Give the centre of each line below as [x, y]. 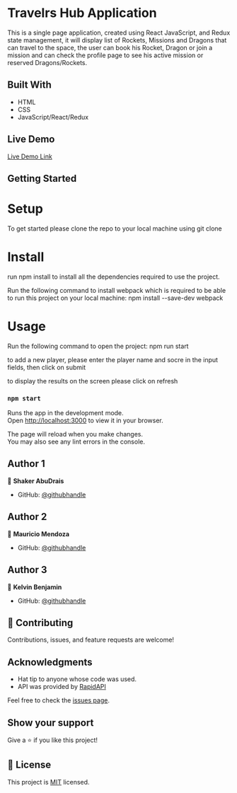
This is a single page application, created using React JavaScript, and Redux [119, 33]
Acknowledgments [50, 662]
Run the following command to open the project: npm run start [98, 346]
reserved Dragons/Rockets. [47, 62]
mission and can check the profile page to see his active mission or [105, 55]
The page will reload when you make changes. [75, 434]
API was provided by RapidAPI [62, 687]
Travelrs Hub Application [82, 13]
